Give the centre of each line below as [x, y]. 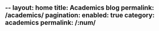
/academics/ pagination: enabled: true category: [80, 15]
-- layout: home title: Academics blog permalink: [80, 8]
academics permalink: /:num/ [50, 23]
